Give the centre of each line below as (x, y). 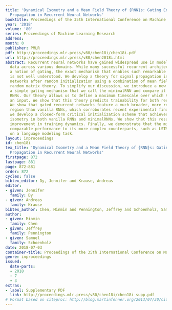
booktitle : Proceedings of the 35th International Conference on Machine (86, 19)
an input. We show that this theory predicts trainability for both (84, 100)
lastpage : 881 (20, 162)
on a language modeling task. (42, 133)
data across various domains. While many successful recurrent (79, 67)
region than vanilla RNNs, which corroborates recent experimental (83, 110)
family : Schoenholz (31, 243)
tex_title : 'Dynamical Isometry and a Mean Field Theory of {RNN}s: (80, 148)
